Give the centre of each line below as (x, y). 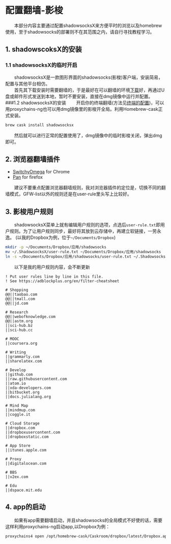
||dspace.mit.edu (24, 490)
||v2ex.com (17, 477)
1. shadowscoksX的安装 (44, 50)
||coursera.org (21, 343)
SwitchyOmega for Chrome (41, 172)
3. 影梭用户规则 (29, 211)
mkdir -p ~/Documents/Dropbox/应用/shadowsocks (56, 247)
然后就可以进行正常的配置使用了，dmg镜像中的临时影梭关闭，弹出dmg (88, 135)
